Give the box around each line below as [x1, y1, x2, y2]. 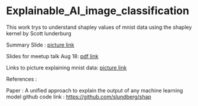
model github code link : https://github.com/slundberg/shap [6, 93, 152, 100]
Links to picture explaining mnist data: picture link [6, 64, 127, 71]
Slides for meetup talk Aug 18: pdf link [6, 52, 99, 59]
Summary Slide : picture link [6, 41, 75, 48]
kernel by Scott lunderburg [6, 29, 72, 37]
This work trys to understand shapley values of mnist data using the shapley [6, 24, 192, 31]
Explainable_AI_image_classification [6, 4, 190, 18]
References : [6, 75, 37, 82]
